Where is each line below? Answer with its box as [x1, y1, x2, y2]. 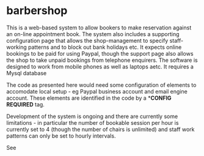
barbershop [6, 4, 68, 18]
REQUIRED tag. [6, 100, 45, 108]
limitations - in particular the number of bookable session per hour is [6, 119, 179, 126]
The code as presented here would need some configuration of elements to [6, 81, 197, 89]
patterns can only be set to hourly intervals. [6, 132, 116, 139]
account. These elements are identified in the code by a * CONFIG [6, 94, 172, 102]
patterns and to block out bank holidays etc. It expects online [27, 43, 182, 51]
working [6, 43, 27, 51]
